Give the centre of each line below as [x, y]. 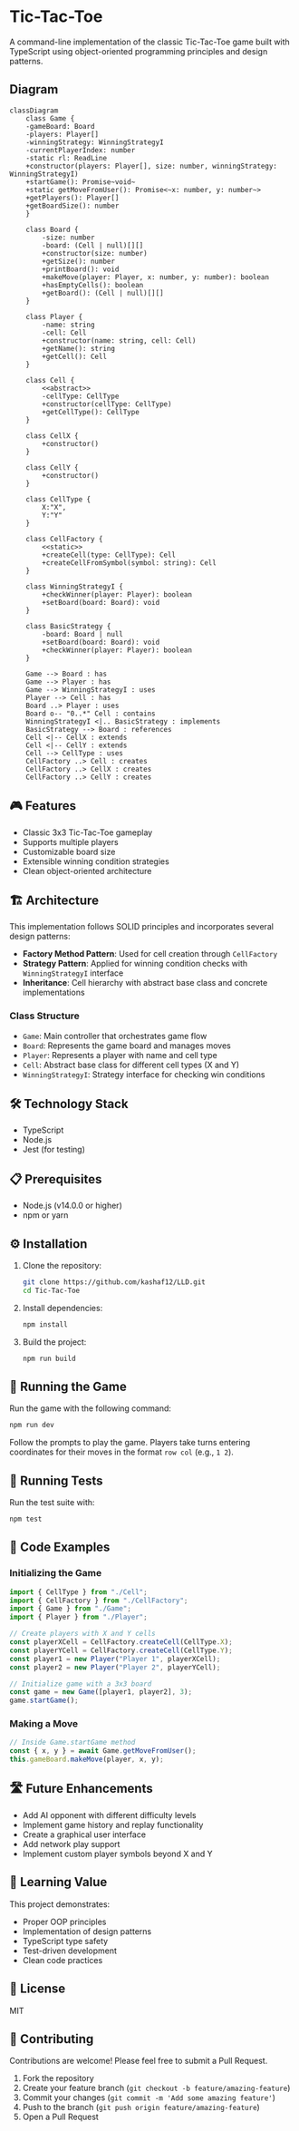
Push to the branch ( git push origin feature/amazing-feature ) [141, 2107]
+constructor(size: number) [95, 253]
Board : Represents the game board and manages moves [126, 1046]
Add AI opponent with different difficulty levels [109, 1815]
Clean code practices [63, 1960]
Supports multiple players [71, 842]
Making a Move [44, 1724]
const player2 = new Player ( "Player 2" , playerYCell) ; [115, 1667]
